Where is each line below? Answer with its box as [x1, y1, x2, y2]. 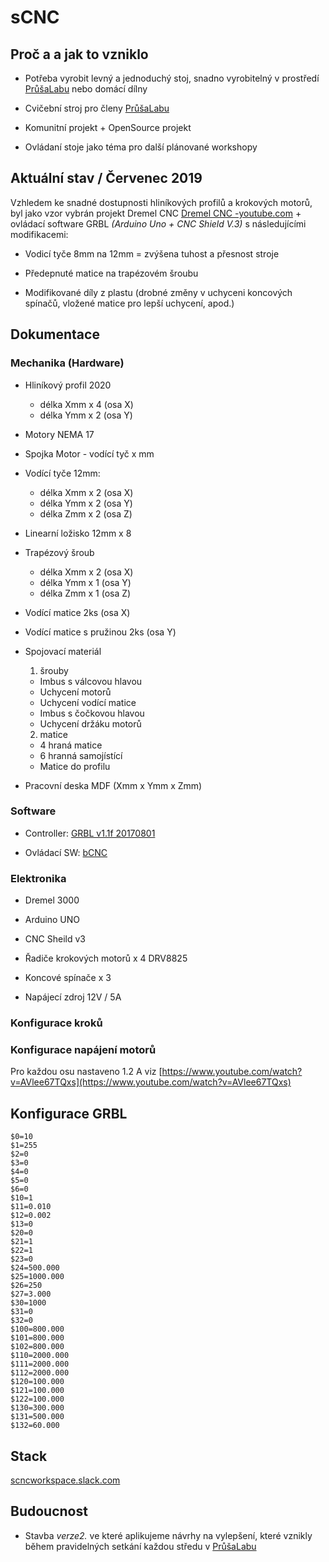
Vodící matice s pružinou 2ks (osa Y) [24, 626, 177, 638]
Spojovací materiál [24, 645, 102, 657]
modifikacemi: [10, 228, 69, 240]
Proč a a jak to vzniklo [10, 46, 149, 63]
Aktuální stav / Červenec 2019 [10, 170, 203, 187]
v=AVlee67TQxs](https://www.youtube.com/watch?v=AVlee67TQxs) [10, 1076, 292, 1088]
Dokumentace [10, 326, 100, 343]
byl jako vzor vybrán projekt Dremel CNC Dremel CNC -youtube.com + [10, 207, 302, 219]
